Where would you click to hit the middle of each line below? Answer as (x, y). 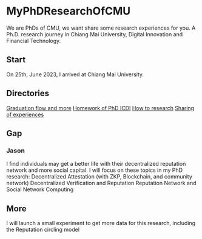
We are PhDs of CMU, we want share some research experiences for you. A (101, 28)
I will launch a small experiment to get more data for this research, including (101, 223)
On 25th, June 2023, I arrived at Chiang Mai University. (75, 74)
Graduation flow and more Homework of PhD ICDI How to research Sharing (100, 108)
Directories (28, 93)
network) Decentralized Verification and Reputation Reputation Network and (101, 183)
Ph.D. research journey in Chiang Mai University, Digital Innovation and (95, 34)
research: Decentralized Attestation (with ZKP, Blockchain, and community (99, 177)
